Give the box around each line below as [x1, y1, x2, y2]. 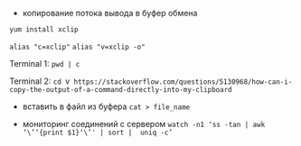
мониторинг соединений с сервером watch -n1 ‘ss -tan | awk [22, 119, 266, 129]
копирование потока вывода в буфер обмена [22, 8, 198, 18]
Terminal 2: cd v [9, 76, 71, 87]
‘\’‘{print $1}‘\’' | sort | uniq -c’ [22, 128, 174, 137]
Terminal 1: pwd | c [9, 59, 80, 68]
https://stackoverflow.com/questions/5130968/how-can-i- [73, 78, 293, 87]
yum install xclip [9, 25, 79, 34]
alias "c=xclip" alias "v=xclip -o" [9, 42, 146, 51]
